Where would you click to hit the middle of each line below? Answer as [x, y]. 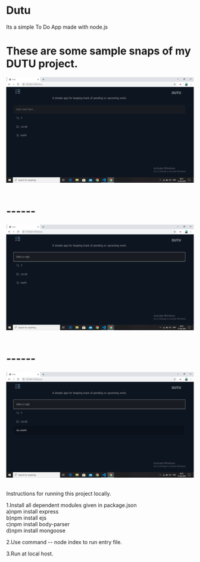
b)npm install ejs [26, 518]
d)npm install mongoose [36, 530]
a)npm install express [32, 511]
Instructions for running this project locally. [59, 493]
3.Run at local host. [30, 554]
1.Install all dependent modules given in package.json [71, 505]
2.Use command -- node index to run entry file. [64, 542]
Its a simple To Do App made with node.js [57, 27]
